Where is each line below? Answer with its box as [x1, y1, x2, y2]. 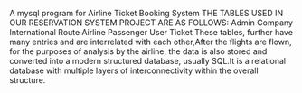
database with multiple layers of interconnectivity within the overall [9, 65, 260, 76]
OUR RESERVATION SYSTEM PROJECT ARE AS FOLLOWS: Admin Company [9, 17, 294, 28]
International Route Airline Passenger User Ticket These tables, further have [9, 27, 294, 37]
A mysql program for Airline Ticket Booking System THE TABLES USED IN [9, 8, 284, 18]
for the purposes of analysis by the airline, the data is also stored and [9, 46, 268, 57]
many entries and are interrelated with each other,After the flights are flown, [9, 36, 292, 47]
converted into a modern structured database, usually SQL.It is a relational [9, 56, 287, 66]
